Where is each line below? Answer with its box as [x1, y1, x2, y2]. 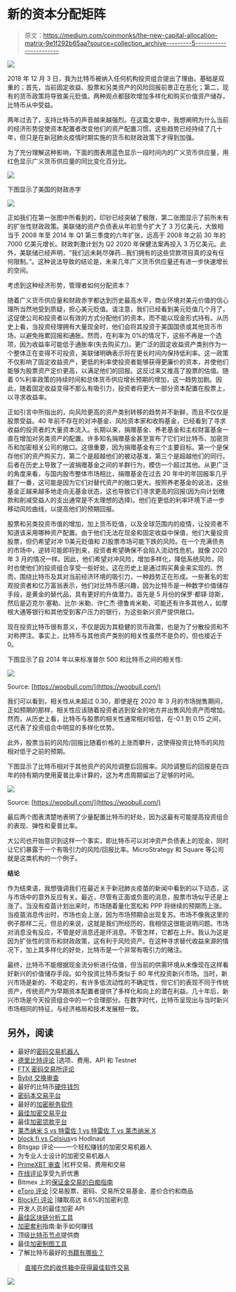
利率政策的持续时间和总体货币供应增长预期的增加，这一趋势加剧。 [25, 375, 216, 384]
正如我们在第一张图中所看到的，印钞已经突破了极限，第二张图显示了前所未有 [7, 213, 229, 222]
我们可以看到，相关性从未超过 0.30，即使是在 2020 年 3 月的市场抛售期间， [7, 696, 227, 705]
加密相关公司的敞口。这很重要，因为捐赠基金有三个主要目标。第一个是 [19, 443, 223, 451]
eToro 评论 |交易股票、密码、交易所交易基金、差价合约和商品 [17, 1186, 194, 1195]
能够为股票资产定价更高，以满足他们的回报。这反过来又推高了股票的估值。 [7, 366, 223, 375]
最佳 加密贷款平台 [17, 1117, 67, 1126]
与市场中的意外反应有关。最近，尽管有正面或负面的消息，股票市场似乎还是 [7, 892, 223, 901]
